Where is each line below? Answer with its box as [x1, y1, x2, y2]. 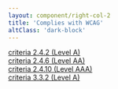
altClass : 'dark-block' [8, 26, 87, 34]
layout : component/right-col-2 [8, 11, 111, 20]
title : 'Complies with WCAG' [8, 19, 104, 27]
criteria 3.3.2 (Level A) [8, 72, 80, 83]
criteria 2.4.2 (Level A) [8, 48, 81, 57]
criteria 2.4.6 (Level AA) [8, 56, 86, 65]
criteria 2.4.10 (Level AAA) [8, 65, 93, 74]
